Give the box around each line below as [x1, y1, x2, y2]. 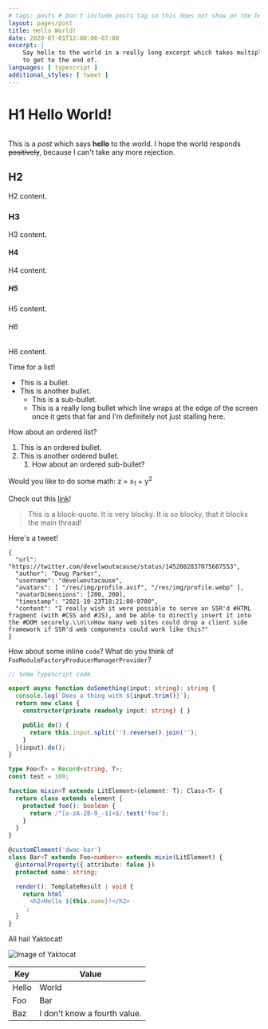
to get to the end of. [22, 57, 98, 65]
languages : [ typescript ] [8, 64, 98, 72]
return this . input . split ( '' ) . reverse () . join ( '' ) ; [29, 728, 198, 736]
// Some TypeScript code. [8, 670, 94, 678]
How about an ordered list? [8, 428, 97, 437]
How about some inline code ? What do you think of [8, 646, 174, 656]
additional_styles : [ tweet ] [8, 71, 109, 79]
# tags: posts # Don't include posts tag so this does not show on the [8, 11, 251, 20]
